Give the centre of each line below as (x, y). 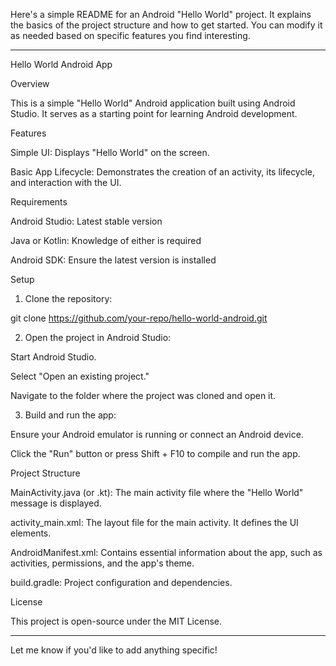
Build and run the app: (70, 415)
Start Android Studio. (53, 357)
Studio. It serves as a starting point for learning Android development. (154, 113)
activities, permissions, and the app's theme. (102, 563)
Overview (30, 83)
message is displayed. (56, 503)
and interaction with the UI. (66, 182)
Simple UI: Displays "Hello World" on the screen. (110, 152)
